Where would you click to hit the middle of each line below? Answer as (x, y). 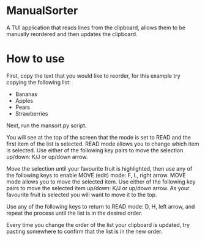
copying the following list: (39, 82)
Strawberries (32, 113)
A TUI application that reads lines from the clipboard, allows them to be (96, 28)
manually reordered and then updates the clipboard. (72, 34)
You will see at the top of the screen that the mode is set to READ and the (99, 137)
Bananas (26, 94)
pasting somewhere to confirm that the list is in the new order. (84, 231)
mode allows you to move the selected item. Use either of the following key (101, 182)
